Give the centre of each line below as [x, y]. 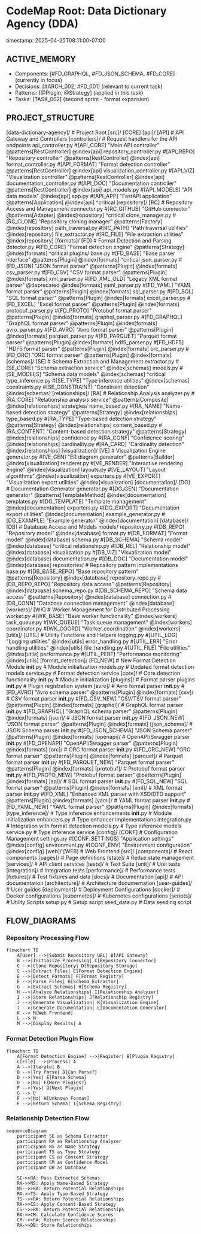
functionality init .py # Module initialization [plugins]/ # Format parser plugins [100, 679]
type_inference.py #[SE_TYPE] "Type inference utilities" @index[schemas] [98, 380]
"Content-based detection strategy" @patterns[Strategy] [116, 431]
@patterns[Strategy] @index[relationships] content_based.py [82, 425]
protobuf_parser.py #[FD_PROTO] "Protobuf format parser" [79, 310]
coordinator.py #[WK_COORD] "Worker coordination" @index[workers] [94, 628]
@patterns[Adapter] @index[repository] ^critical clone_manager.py [89, 215]
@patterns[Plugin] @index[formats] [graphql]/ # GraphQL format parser [95, 705]
